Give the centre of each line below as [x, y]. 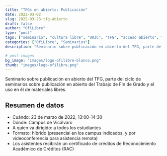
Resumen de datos [35, 105]
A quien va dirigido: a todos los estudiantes [56, 128]
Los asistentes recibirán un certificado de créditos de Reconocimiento [84, 144]
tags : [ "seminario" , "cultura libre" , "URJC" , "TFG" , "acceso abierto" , [82, 38]
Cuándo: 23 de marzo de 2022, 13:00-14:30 [57, 117]
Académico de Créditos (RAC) [43, 149]
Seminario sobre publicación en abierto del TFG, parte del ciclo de [73, 79]
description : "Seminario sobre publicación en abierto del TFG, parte [80, 47]
